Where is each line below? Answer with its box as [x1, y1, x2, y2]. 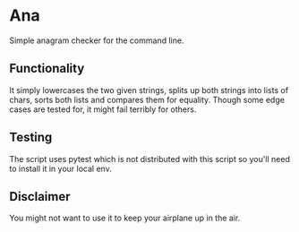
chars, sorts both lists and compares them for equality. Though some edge [9, 94, 285, 105]
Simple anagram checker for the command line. [9, 35, 184, 46]
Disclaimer [9, 189, 71, 204]
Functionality [9, 61, 85, 76]
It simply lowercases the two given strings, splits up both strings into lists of [9, 84, 289, 95]
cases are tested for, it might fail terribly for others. [9, 104, 197, 115]
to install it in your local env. [9, 163, 112, 174]
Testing [9, 130, 53, 145]
